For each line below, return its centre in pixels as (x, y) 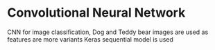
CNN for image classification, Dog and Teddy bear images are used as (108, 32)
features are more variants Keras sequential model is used (90, 39)
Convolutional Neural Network (96, 13)
